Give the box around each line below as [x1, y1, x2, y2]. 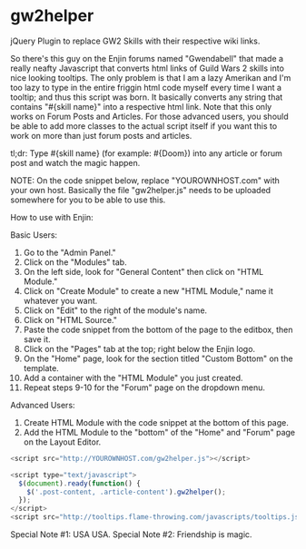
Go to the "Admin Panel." [23, 247, 116, 258]
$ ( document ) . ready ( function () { [18, 478, 142, 488]
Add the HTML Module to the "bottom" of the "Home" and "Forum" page [23, 426, 296, 437]
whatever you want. [23, 295, 98, 306]
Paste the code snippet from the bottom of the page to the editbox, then [23, 324, 293, 335]
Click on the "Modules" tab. [23, 256, 127, 268]
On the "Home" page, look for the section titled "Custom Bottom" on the [23, 353, 293, 364]
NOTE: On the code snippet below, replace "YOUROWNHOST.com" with [10, 174, 281, 186]
